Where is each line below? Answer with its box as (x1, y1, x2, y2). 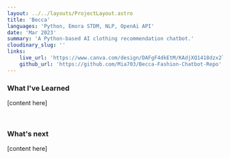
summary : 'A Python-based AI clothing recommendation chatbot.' (7, 35, 194, 42)
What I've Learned (7, 83, 70, 93)
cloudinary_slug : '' (7, 42, 66, 48)
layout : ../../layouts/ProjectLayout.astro (7, 10, 133, 17)
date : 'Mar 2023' (7, 29, 57, 36)
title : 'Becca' (7, 16, 51, 23)
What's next (7, 129, 49, 139)
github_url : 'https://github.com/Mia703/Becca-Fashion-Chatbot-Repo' (19, 61, 222, 68)
